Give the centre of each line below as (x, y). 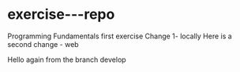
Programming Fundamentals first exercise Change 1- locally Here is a (120, 36)
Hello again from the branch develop (67, 59)
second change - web (43, 44)
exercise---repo (61, 14)
